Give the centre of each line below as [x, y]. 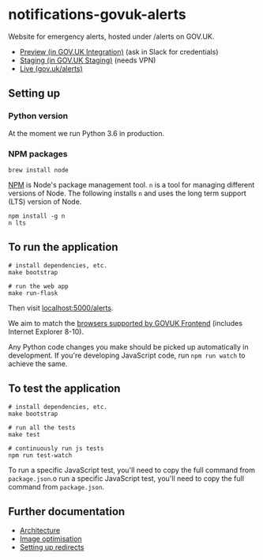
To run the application [63, 247]
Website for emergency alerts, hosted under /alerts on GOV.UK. [111, 36]
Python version [38, 116]
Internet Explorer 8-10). [46, 331]
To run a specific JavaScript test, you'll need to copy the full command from [131, 470]
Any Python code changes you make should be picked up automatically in [128, 346]
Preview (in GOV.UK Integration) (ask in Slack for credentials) [119, 51]
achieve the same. [38, 363]
